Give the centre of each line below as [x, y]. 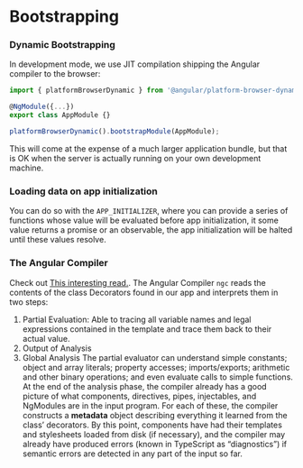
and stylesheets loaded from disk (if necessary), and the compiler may [154, 434]
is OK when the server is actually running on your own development [135, 158]
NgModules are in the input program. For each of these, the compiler [150, 405]
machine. [27, 168]
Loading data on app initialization [83, 191]
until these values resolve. [58, 240]
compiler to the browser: [55, 74]
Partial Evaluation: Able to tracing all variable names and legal [137, 319]
